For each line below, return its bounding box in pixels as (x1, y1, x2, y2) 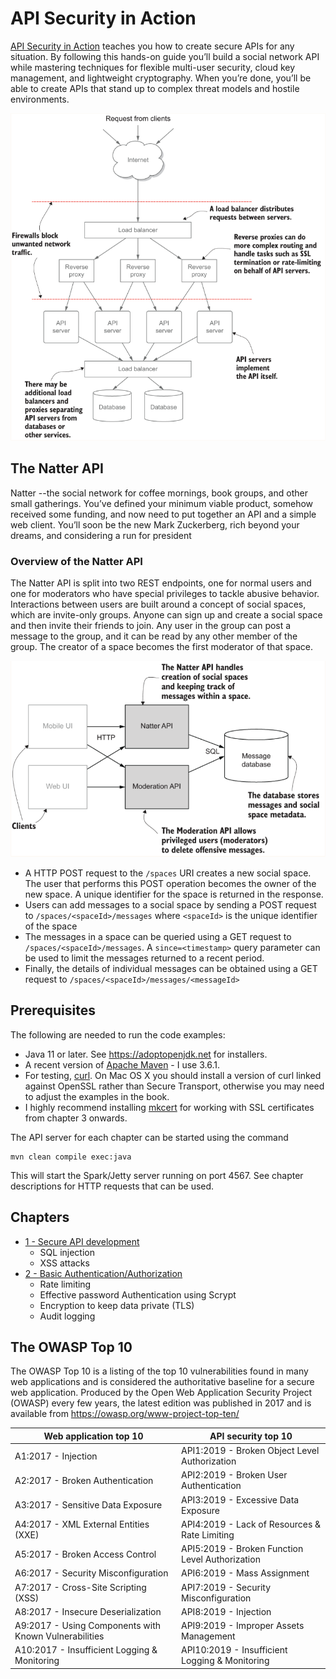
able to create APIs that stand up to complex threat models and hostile (10, 82, 300, 94)
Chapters (10, 1209, 70, 1226)
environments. (10, 93, 70, 105)
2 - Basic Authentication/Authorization (24, 1267, 183, 1279)
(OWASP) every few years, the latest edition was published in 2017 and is (10, 1397, 312, 1409)
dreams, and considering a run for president (10, 529, 192, 541)
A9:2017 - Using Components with (14, 1620, 162, 1632)
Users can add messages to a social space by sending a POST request (24, 898, 317, 911)
